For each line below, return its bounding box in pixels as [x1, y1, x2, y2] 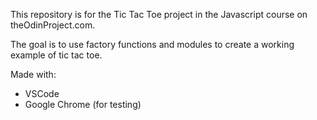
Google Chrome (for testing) [24, 99, 142, 110]
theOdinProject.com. [10, 19, 96, 31]
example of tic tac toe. [10, 49, 103, 61]
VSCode [24, 88, 60, 99]
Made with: [10, 69, 57, 80]
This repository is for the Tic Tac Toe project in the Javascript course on [10, 9, 308, 20]
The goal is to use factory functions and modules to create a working [10, 39, 295, 50]
